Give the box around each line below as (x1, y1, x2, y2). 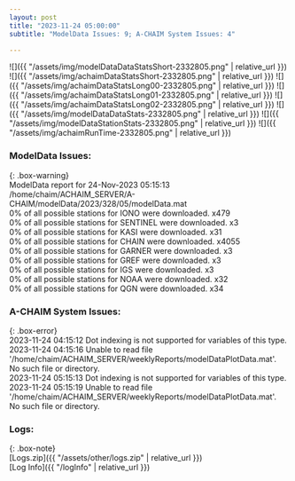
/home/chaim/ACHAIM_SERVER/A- (9, 188, 136, 200)
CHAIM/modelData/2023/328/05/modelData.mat (9, 198, 188, 209)
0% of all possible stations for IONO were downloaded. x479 (9, 208, 230, 218)
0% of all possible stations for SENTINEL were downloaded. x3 (9, 217, 239, 227)
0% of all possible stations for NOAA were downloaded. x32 (9, 273, 229, 284)
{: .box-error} (9, 325, 58, 335)
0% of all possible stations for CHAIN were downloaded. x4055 (9, 236, 241, 247)
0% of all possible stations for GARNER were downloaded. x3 (9, 245, 233, 256)
